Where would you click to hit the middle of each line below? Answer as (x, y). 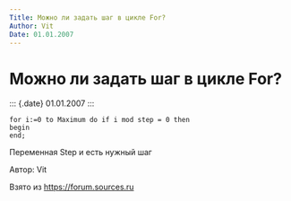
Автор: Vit (28, 170)
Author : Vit (31, 26)
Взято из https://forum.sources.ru (72, 187)
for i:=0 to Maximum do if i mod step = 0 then (100, 120)
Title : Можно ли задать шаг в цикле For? (88, 17)
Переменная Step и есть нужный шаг (81, 153)
